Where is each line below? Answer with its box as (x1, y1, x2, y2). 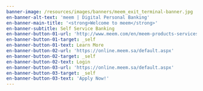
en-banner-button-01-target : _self (6, 37, 96, 43)
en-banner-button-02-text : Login (6, 59, 91, 65)
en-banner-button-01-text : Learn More (6, 43, 104, 48)
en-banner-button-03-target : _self (6, 70, 96, 76)
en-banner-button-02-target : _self (6, 53, 96, 59)
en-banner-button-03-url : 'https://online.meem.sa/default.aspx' (6, 64, 174, 71)
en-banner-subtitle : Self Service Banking (6, 25, 115, 32)
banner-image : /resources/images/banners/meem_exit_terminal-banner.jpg (6, 8, 193, 15)
